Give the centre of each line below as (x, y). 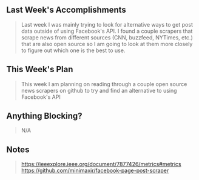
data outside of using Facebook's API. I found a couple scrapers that (107, 31)
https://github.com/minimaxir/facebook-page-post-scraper (95, 171)
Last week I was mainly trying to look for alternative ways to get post (107, 24)
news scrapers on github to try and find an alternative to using (99, 90)
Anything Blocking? (45, 116)
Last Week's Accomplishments (66, 10)
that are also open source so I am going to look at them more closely (107, 44)
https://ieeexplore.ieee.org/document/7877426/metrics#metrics (101, 164)
